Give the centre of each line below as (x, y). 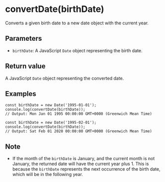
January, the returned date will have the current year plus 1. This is (81, 164)
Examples (21, 94)
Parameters (24, 39)
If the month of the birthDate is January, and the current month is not (83, 159)
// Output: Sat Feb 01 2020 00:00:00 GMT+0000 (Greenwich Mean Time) (79, 131)
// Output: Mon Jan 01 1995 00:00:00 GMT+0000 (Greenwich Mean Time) (79, 114)
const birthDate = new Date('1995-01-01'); (51, 105)
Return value (25, 66)
